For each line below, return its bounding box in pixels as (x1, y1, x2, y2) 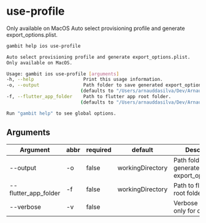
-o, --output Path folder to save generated (6, 82, 164, 88)
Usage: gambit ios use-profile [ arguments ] (6, 70, 120, 77)
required (86, 145, 112, 154)
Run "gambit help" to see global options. (6, 110, 116, 116)
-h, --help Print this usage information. (6, 77, 164, 83)
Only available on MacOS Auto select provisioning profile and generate (6, 25, 185, 32)
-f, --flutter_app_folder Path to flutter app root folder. (6, 94, 172, 100)
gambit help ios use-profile (6, 43, 81, 49)
